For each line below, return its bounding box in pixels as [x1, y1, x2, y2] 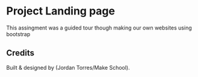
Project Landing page [6, 4, 116, 18]
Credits [6, 48, 35, 58]
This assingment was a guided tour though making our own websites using [6, 24, 192, 31]
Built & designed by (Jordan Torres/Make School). [6, 64, 131, 71]
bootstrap [6, 30, 31, 37]
